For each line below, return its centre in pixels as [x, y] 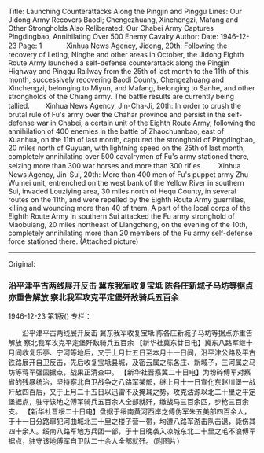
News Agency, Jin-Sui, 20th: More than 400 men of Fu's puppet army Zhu [128, 175]
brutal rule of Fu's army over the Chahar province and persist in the [117, 114]
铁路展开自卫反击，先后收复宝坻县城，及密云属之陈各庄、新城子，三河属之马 [132, 363]
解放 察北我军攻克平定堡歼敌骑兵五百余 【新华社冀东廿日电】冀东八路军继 [127, 343]
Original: [22, 264]
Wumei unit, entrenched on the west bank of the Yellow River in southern [126, 183]
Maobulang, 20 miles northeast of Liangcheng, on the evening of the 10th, [128, 225]
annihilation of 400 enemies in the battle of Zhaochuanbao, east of [116, 131]
